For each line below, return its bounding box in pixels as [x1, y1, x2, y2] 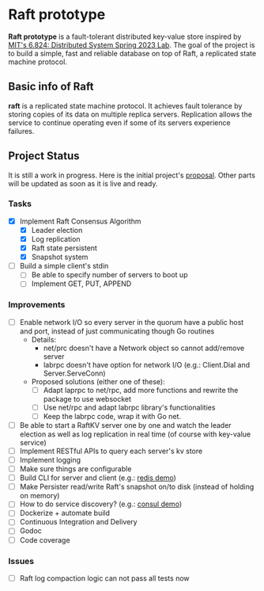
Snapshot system [31, 252, 89, 262]
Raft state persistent [31, 243, 97, 253]
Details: [31, 334, 57, 344]
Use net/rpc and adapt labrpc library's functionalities [43, 402, 216, 412]
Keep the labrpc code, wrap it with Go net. [43, 411, 182, 421]
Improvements [8, 299, 66, 311]
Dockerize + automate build [19, 509, 111, 518]
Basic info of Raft [8, 80, 94, 93]
